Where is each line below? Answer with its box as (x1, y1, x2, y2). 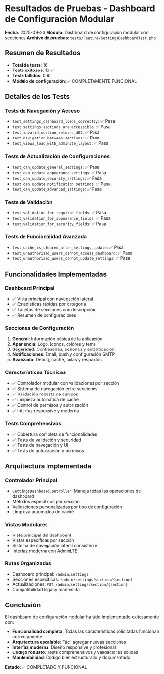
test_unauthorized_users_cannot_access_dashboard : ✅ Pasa (12, 250, 133, 256)
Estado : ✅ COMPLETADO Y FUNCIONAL (5, 664, 87, 670)
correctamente (12, 634, 43, 639)
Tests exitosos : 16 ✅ (12, 67, 55, 73)
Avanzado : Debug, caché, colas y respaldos (12, 357, 102, 363)
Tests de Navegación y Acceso (5, 107, 80, 114)
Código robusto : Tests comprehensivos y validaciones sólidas (12, 650, 139, 655)
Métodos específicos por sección (12, 498, 80, 504)
